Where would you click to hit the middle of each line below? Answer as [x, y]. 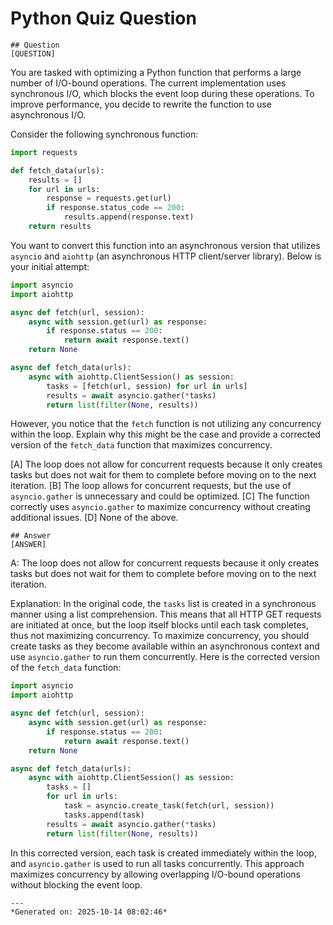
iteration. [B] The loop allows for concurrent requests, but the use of [151, 486]
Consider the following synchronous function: [104, 134]
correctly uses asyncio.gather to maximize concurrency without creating [160, 507]
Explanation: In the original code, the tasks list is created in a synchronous [163, 604]
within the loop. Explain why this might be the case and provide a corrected [165, 434]
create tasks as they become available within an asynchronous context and [165, 646]
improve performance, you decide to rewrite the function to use [141, 104]
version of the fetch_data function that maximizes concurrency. [141, 445]
